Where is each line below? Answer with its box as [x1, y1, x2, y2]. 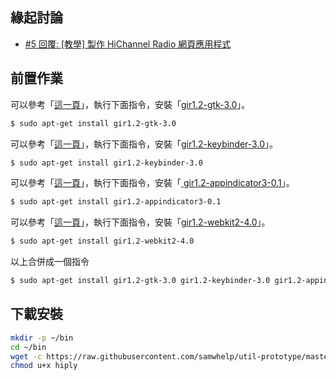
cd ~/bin [10, 342, 47, 352]
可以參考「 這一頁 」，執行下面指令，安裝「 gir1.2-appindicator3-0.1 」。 [10, 177, 295, 189]
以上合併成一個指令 [10, 256, 90, 268]
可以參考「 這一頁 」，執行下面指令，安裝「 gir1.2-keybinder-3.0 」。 [10, 138, 278, 150]
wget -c [10, 351, 43, 362]
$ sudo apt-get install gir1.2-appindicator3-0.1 [10, 197, 222, 207]
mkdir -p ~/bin [10, 333, 74, 343]
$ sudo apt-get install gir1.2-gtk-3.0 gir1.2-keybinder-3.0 [10, 276, 271, 286]
